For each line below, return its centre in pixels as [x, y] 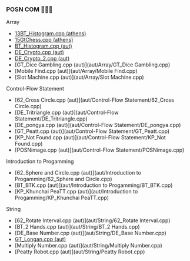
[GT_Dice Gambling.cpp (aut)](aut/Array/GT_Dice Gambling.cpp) [92, 65]
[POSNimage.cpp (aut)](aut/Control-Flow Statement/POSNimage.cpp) [99, 150]
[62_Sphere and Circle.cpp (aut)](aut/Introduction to [78, 173]
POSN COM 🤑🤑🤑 [29, 9]
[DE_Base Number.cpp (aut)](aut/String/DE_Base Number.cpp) [90, 233]
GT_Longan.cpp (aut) [40, 239]
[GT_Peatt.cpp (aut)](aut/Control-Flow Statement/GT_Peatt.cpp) [92, 131]
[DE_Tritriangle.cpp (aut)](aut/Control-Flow [66, 113]
